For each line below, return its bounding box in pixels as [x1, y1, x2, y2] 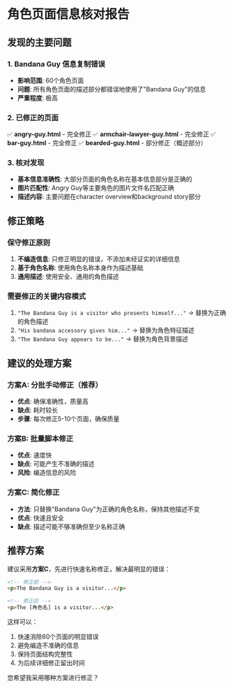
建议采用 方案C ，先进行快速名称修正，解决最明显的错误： [7, 564, 171, 573]
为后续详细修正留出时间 [17, 659, 85, 667]
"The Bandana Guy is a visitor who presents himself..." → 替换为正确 [17, 309, 227, 317]
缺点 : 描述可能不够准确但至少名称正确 [17, 522, 126, 531]
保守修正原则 [7, 237, 51, 247]
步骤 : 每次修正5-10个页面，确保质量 [17, 415, 120, 423]
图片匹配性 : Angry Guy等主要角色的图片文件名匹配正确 [17, 184, 174, 192]
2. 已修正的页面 [7, 112, 59, 122]
